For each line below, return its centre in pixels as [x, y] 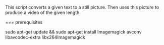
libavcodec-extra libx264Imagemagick [45, 37]
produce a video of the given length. [43, 12]
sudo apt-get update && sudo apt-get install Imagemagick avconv [74, 32]
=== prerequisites [24, 22]
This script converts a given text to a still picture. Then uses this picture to [82, 7]
